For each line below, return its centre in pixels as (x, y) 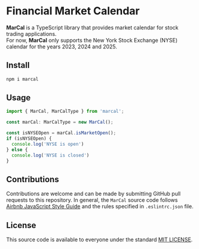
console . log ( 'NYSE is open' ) (48, 144)
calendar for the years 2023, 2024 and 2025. (62, 47)
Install (18, 65)
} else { (17, 150)
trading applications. (31, 33)
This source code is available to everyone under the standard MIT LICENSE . (99, 239)
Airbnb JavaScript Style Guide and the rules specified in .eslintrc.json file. (100, 207)
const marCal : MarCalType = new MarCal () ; (60, 122)
